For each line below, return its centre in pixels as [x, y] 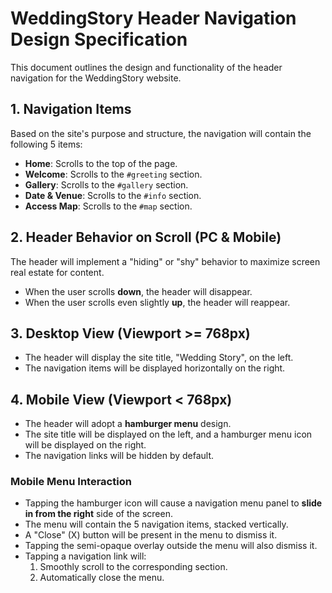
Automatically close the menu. [102, 578]
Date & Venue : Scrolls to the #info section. [113, 195]
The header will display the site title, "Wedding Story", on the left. [159, 358]
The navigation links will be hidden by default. [119, 456]
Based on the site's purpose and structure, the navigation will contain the [161, 133]
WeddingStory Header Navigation [153, 18]
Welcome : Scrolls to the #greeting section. [113, 174]
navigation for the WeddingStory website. [96, 78]
